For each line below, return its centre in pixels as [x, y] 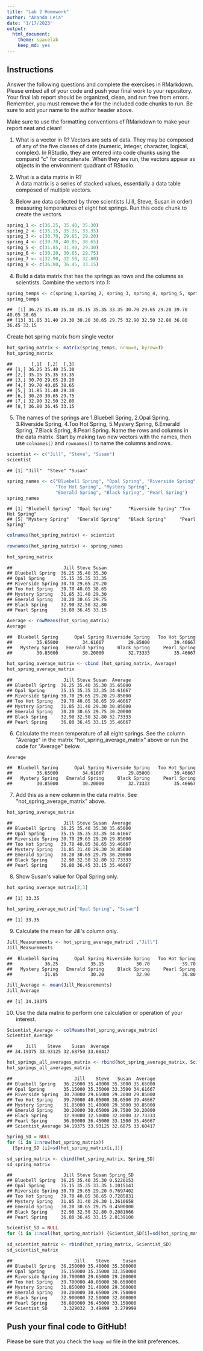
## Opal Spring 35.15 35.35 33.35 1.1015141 [70, 1186]
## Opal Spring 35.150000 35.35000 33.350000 [72, 1271]
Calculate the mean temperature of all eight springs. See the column [100, 733]
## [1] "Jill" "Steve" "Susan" [47, 470]
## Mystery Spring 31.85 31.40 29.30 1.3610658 [70, 1202]
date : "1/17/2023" [30, 23]
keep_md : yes [34, 46]
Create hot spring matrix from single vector [60, 337]
